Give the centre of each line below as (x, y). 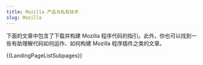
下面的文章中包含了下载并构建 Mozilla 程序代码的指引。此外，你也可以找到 (99, 36)
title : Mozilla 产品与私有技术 (42, 12)
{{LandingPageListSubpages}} (45, 55)
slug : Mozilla (24, 18)
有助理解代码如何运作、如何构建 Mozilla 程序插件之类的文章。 (88, 43)
